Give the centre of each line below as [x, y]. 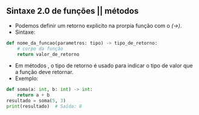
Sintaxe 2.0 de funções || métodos [72, 11]
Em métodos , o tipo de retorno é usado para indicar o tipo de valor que [104, 66]
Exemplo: [27, 78]
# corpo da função [40, 49]
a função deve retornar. [44, 72]
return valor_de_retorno [48, 54]
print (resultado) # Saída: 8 [44, 107]
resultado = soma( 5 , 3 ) [36, 101]
